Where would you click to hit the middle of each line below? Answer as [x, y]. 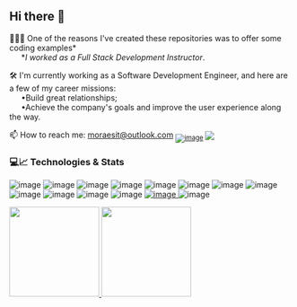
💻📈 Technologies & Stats [67, 162]
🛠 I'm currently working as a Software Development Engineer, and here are [149, 75]
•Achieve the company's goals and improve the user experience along [151, 107]
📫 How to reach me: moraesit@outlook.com [92, 135]
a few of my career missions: [63, 88]
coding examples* [43, 48]
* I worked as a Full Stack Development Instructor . [113, 57]
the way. [25, 117]
